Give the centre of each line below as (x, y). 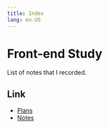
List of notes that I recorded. (47, 73)
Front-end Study (55, 54)
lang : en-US (24, 20)
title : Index (26, 13)
